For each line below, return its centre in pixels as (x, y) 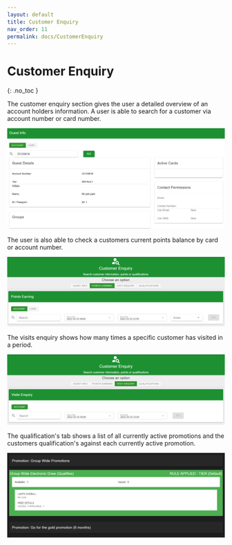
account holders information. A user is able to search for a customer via (109, 111)
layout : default (30, 15)
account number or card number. (54, 119)
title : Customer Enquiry (43, 22)
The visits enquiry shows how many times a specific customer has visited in (115, 338)
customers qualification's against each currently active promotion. (101, 443)
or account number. (35, 247)
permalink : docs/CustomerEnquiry (55, 37)
